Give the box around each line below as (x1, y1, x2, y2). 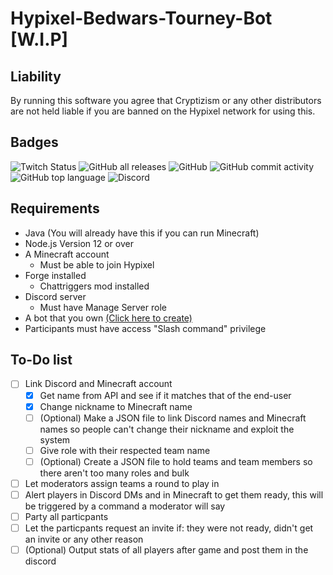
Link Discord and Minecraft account (24, 378, 173, 390)
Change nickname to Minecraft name (39, 400, 193, 412)
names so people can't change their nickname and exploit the (39, 423, 295, 435)
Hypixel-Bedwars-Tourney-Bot (10, 7, 273, 30)
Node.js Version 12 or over (24, 237, 134, 249)
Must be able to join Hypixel (39, 258, 155, 271)
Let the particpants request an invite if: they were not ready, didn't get (24, 522, 314, 534)
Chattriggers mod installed (39, 280, 150, 292)
